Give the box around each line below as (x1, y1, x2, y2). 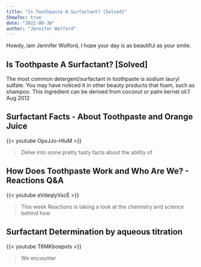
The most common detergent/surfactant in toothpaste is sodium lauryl (6, 76, 180, 83)
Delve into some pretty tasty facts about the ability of (20, 148, 153, 156)
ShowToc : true (6, 14, 42, 20)
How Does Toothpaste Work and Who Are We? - (6, 166, 189, 176)
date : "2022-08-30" (6, 20, 55, 26)
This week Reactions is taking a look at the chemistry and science (20, 203, 184, 210)
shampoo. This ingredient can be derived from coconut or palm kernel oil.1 (6, 88, 190, 95)
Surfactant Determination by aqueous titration (6, 227, 183, 237)
